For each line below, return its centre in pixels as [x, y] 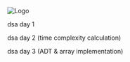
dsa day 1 [21, 24]
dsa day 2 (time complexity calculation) [64, 38]
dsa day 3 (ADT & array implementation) [65, 51]
